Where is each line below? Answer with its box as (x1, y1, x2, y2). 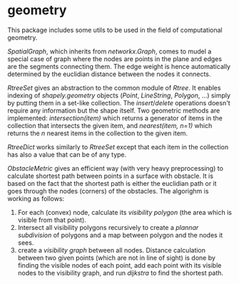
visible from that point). (17, 216, 87, 224)
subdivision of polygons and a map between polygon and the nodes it (17, 231, 223, 239)
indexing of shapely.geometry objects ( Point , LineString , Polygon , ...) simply (7, 91, 230, 100)
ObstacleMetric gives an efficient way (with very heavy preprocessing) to (7, 164, 223, 172)
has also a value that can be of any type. (7, 150, 127, 159)
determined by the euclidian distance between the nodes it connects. (7, 70, 211, 78)
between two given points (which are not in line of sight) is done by (17, 253, 216, 262)
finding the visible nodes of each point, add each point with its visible (17, 261, 222, 269)
